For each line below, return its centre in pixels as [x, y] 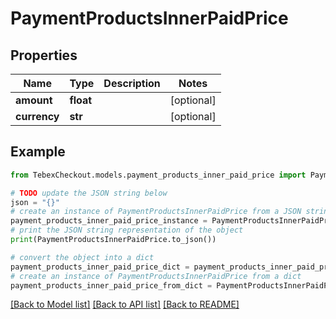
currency [37, 116]
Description [132, 83]
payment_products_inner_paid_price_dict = [100, 267]
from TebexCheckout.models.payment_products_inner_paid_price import [158, 175]
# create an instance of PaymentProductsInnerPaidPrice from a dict [156, 276]
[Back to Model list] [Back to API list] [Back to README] [125, 304]
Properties [44, 55]
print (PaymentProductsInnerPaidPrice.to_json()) [113, 240]
